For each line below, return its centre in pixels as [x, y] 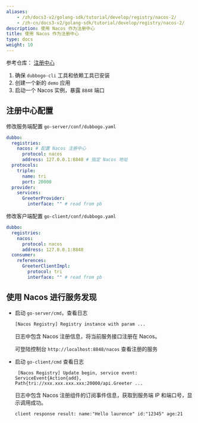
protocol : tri [45, 272]
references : [32, 261]
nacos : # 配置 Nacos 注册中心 [51, 149]
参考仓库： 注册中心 [30, 63]
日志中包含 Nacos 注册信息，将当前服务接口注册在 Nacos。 [87, 336]
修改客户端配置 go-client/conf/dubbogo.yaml [61, 216]
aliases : [17, 12]
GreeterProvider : [43, 198]
